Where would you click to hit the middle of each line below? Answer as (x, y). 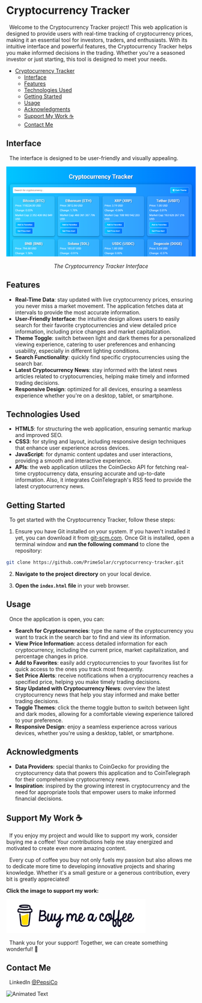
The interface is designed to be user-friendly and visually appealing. (93, 158)
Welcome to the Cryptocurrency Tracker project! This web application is (98, 27)
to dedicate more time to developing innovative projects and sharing (91, 866)
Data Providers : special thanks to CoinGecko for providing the (92, 766)
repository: (28, 551)
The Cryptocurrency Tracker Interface (101, 266)
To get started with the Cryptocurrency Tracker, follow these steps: (92, 520)
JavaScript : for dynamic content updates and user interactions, (94, 455)
